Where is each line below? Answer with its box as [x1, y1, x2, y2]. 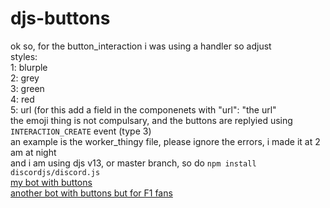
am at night [10, 146, 57, 158]
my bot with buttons [10, 176, 93, 188]
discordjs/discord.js [10, 167, 101, 177]
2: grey [10, 72, 40, 84]
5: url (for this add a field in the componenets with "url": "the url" [10, 103, 277, 116]
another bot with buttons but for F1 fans [10, 187, 173, 199]
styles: [10, 50, 38, 62]
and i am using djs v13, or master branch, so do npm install [10, 157, 257, 169]
